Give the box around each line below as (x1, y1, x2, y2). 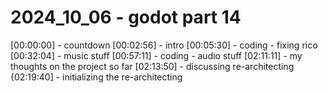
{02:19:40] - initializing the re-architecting (10, 71, 183, 83)
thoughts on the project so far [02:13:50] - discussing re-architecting (10, 60, 295, 72)
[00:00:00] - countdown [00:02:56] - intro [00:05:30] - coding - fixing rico (10, 39, 318, 51)
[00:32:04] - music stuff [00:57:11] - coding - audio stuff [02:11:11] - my (10, 49, 303, 61)
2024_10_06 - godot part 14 (10, 6, 242, 29)
